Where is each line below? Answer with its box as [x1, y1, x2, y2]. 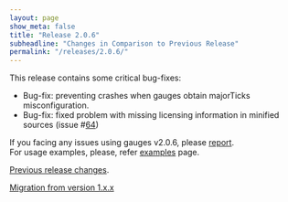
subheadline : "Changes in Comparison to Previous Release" [9, 38, 240, 48]
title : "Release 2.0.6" [9, 30, 101, 39]
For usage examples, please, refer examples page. [9, 147, 200, 158]
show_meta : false [9, 22, 76, 31]
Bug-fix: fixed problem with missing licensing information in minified [22, 110, 280, 121]
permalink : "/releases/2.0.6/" [9, 48, 129, 57]
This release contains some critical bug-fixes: [9, 72, 182, 83]
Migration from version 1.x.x [9, 182, 114, 193]
